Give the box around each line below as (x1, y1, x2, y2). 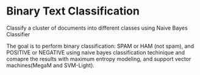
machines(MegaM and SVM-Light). (6, 62, 95, 69)
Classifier (6, 30, 30, 37)
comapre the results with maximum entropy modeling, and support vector (6, 55, 191, 62)
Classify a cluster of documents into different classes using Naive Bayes (6, 24, 188, 31)
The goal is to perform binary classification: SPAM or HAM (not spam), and (6, 42, 194, 50)
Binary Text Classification (6, 4, 140, 18)
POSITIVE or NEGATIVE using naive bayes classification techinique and (6, 48, 185, 56)
